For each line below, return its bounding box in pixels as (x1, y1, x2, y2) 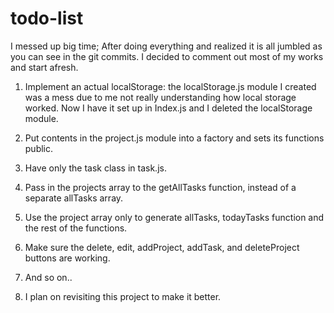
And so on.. (24, 271, 73, 283)
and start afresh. (10, 61, 79, 73)
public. (24, 142, 54, 154)
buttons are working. (24, 252, 111, 264)
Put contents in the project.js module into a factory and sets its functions (24, 132, 325, 144)
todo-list (10, 7, 84, 30)
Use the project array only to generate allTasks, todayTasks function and (24, 211, 325, 223)
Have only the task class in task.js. (24, 162, 167, 174)
